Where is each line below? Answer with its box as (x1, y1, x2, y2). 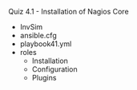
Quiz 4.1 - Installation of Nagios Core (8, 7, 130, 16)
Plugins (31, 73, 57, 82)
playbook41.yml (19, 39, 72, 49)
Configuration (31, 65, 78, 74)
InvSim (19, 22, 43, 31)
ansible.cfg (19, 31, 58, 40)
